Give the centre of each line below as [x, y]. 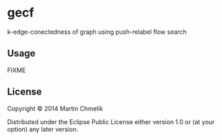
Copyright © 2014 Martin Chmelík [55, 108]
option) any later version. [43, 129]
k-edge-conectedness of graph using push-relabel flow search [97, 32]
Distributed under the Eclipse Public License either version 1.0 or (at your [111, 121]
